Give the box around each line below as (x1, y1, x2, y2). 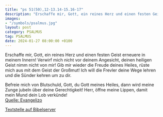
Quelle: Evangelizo (5, 97, 42, 103)
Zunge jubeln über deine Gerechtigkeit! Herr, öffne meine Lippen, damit (5, 87, 148, 92)
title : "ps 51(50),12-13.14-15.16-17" (5, 7, 83, 12)
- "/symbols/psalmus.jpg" (5, 20, 57, 26)
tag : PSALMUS (5, 34, 32, 39)
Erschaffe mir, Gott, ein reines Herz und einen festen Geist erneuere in (5, 52, 146, 58)
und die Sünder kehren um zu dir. (5, 72, 72, 78)
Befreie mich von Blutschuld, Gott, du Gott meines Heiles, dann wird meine (5, 82, 154, 88)
